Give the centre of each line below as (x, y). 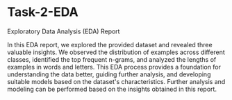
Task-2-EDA (43, 12)
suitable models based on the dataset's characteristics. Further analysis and (116, 81)
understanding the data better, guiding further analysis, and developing (109, 74)
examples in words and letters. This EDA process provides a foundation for (114, 67)
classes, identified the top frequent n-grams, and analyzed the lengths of (112, 59)
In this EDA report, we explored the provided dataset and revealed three (110, 44)
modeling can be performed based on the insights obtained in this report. (112, 89)
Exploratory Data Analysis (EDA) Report (64, 31)
